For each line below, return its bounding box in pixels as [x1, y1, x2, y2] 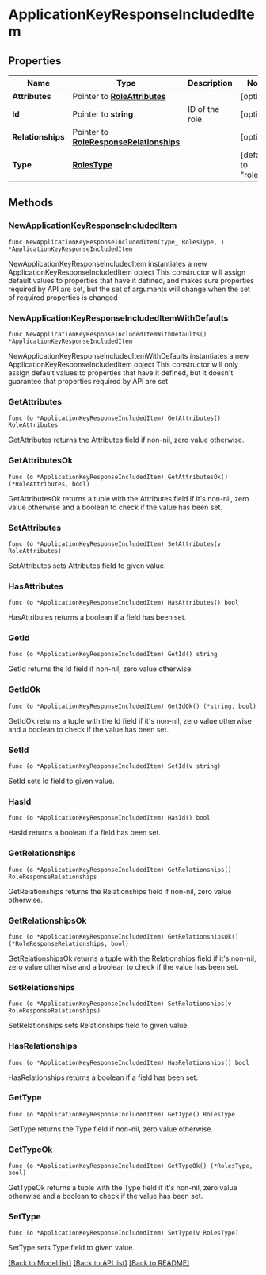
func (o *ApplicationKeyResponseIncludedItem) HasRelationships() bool [8, 1058, 249, 1066]
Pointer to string [72, 109, 134, 120]
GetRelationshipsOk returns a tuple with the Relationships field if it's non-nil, [8, 954, 256, 963]
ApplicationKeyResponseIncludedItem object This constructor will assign [8, 267, 246, 277]
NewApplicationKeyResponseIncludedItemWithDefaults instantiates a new [8, 351, 249, 360]
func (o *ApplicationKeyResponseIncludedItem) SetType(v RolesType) [8, 1229, 239, 1237]
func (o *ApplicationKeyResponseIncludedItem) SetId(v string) [8, 762, 222, 770]
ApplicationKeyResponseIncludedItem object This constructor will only [8, 359, 239, 369]
